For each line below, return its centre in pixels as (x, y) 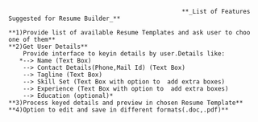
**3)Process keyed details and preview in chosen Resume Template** (126, 103)
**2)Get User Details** (48, 47)
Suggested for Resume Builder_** (64, 18)
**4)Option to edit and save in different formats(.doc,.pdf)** (119, 110)
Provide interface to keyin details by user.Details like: (124, 54)
